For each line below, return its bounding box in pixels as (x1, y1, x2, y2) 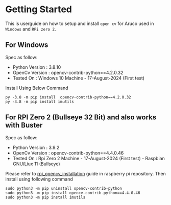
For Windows (5, 41, 48, 49)
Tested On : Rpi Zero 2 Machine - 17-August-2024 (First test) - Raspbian (12, 155, 165, 161)
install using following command (5, 176, 73, 182)
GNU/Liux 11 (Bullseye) (12, 161, 60, 167)
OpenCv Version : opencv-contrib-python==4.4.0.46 (12, 149, 124, 156)
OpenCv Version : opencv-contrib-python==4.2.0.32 (12, 69, 124, 75)
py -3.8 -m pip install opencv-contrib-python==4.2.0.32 (5, 94, 131, 100)
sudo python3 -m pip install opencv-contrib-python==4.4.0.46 (5, 190, 140, 195)
